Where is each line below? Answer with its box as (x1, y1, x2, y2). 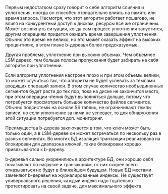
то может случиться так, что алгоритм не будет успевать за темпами (5, 78, 155, 83)
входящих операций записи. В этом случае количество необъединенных (5, 83, 163, 89)
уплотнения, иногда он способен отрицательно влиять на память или (5, 10, 156, 16)
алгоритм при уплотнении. (5, 63, 63, 68)
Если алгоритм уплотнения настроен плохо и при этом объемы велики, (5, 72, 160, 78)
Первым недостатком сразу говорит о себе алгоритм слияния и (5, 5, 144, 10)
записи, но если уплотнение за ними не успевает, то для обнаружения (5, 110, 158, 116)
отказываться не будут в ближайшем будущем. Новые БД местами (5, 167, 152, 173)
